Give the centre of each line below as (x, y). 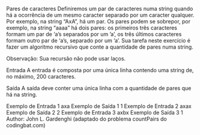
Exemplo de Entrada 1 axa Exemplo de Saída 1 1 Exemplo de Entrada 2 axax (99, 106)
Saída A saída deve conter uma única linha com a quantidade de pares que (99, 88)
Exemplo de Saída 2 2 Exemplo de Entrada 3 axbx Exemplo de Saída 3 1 (95, 112)
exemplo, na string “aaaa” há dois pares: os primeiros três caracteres (92, 28)
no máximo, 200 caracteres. (41, 76)
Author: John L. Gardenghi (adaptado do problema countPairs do (86, 119)
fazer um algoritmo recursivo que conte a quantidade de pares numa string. (100, 47)
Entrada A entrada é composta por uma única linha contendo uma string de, (100, 70)
